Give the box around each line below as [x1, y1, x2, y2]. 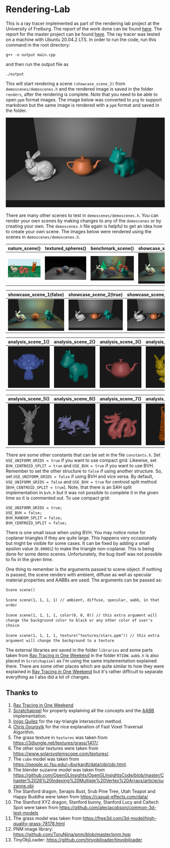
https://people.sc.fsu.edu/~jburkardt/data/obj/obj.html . [13, 761, 128, 767]
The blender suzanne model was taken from [13, 766, 105, 772]
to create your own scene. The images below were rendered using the [6, 229, 152, 235]
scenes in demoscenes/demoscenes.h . [6, 234, 80, 240]
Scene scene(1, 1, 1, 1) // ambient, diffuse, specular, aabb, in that [6, 597, 159, 603]
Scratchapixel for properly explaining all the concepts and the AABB [13, 707, 154, 713]
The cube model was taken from [13, 756, 80, 762]
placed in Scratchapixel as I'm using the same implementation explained [6, 657, 157, 663]
